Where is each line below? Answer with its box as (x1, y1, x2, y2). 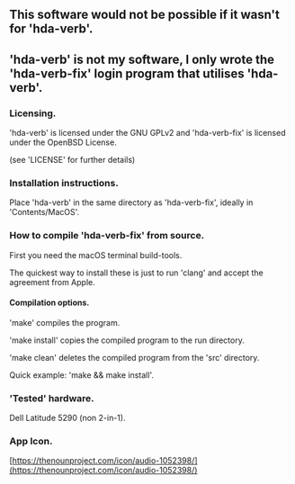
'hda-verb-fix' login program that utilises (9, 66, 245, 81)
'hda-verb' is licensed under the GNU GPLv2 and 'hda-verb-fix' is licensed (9, 128, 286, 139)
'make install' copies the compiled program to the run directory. (9, 335, 245, 345)
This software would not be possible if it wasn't (9, 7, 281, 22)
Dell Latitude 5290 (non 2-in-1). (9, 413, 126, 424)
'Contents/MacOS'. (9, 207, 80, 218)
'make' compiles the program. (9, 317, 121, 327)
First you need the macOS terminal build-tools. (9, 249, 183, 260)
